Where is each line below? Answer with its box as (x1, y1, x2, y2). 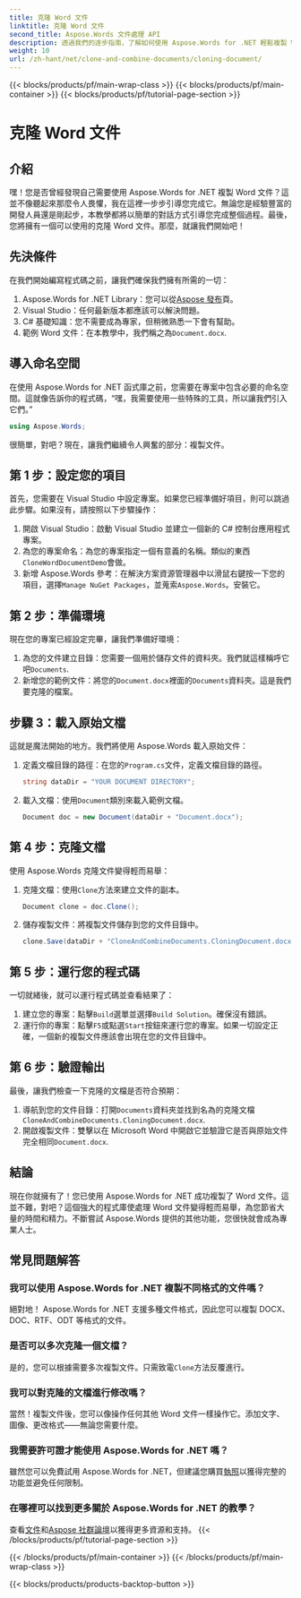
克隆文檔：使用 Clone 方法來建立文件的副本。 (21, 884, 185, 895)
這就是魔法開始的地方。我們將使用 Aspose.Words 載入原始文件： (9, 740, 248, 751)
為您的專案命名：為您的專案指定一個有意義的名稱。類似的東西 (21, 546, 251, 556)
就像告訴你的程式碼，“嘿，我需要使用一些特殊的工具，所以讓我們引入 (32, 392, 288, 403)
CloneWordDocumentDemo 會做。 (21, 557, 132, 568)
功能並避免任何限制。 (9, 1477, 88, 1488)
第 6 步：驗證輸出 (9, 1060, 106, 1075)
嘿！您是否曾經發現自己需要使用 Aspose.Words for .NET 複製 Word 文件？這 (9, 187, 289, 197)
